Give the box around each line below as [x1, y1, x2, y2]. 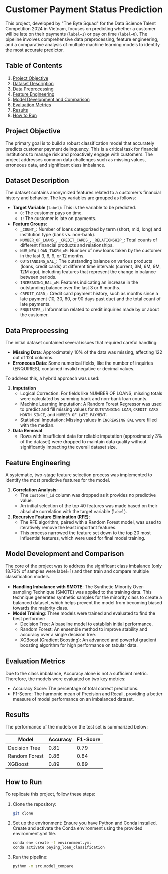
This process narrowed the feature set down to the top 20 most [20, 530, 151, 536]
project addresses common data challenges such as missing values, [5, 156, 146, 162]
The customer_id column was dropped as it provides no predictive [20, 492, 156, 498]
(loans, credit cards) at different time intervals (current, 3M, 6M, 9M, [20, 263, 161, 270]
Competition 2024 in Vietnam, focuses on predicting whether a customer [5, 25, 156, 31]
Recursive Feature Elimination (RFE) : [12, 514, 90, 520]
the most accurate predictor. [5, 47, 64, 53]
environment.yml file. [12, 831, 56, 837]
